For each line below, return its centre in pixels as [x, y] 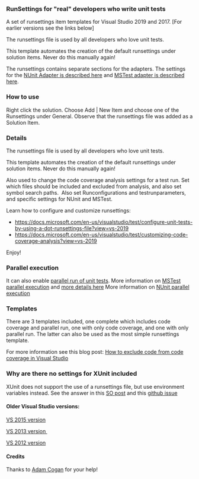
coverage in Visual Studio [37, 359]
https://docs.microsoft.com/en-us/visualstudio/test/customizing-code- [101, 234]
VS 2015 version [26, 420]
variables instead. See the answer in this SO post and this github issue [92, 393]
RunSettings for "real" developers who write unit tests [86, 9]
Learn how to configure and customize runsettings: [69, 210]
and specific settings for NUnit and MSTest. [59, 199]
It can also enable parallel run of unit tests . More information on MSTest [93, 281]
